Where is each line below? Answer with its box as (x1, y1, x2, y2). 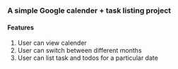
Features (7, 23, 34, 32)
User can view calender (17, 39, 87, 47)
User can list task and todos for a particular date (17, 54, 159, 62)
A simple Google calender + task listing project (7, 6, 172, 15)
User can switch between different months (17, 46, 143, 55)
